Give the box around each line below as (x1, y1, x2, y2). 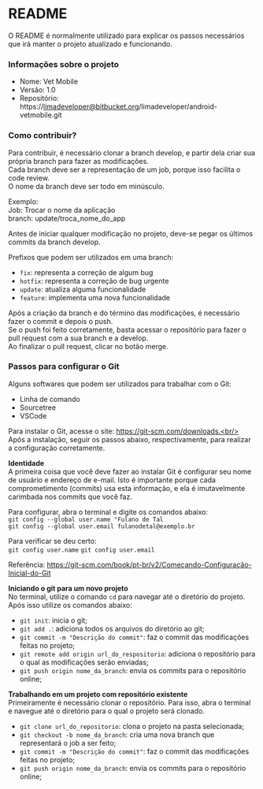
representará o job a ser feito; (19, 738, 117, 747)
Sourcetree (19, 403, 57, 412)
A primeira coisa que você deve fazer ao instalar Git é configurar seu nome (8, 467, 252, 476)
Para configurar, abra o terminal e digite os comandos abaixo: (8, 507, 209, 516)
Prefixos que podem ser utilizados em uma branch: (8, 252, 174, 262)
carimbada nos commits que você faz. (8, 492, 132, 501)
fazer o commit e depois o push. (8, 316, 113, 326)
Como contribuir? (8, 130, 77, 141)
